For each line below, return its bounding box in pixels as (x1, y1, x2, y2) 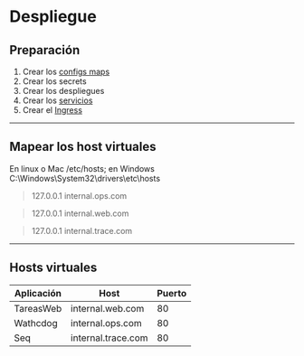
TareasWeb (14, 302, 62, 314)
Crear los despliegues (22, 86, 105, 96)
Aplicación (14, 286, 62, 299)
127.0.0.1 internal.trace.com (31, 225, 133, 236)
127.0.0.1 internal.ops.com (31, 190, 128, 201)
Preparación (9, 42, 81, 58)
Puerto (157, 286, 187, 299)
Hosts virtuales (9, 260, 98, 276)
